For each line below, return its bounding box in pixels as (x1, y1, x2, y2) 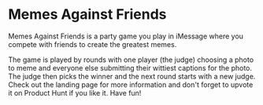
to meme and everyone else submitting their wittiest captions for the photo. (8, 63, 253, 72)
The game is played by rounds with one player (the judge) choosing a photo (8, 55, 254, 64)
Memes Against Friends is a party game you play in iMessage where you (8, 31, 244, 41)
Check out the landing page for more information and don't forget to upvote (8, 80, 254, 89)
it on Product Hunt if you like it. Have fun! (8, 88, 142, 97)
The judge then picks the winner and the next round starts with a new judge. (8, 71, 256, 81)
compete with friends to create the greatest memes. (8, 39, 177, 49)
